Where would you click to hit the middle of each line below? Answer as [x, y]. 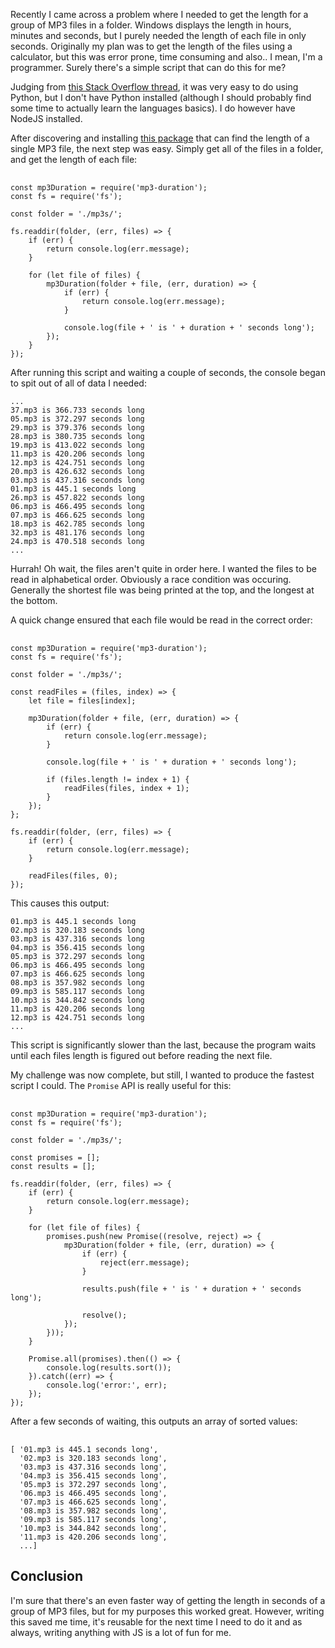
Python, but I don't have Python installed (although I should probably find [161, 97]
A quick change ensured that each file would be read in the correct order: [161, 620]
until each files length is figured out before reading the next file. [141, 1055]
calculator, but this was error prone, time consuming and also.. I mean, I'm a [166, 57]
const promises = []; [55, 1158]
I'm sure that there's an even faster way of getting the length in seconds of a [168, 1600]
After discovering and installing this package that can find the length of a [160, 138]
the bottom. [34, 600]
